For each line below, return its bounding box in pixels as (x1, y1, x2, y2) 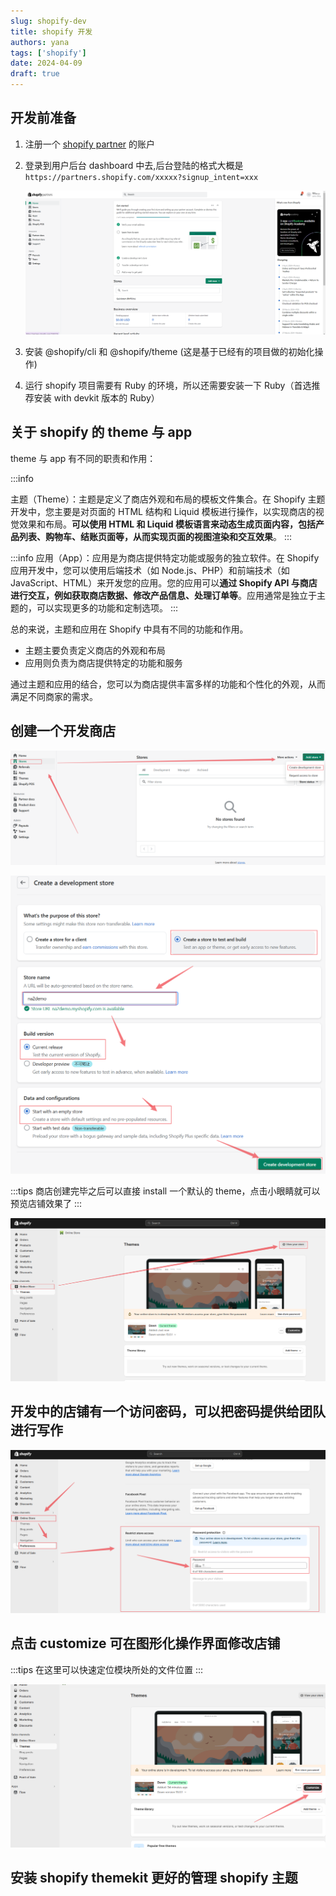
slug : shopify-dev (10, 16, 87, 26)
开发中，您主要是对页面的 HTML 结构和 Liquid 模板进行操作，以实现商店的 (10, 505, 316, 517)
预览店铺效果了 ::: (10, 1197, 83, 1209)
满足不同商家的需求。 (10, 690, 98, 702)
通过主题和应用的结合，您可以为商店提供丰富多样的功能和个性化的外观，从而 (10, 678, 326, 690)
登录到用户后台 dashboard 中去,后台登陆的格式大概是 (24, 159, 244, 171)
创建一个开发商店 (10, 723, 116, 740)
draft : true (10, 69, 60, 79)
